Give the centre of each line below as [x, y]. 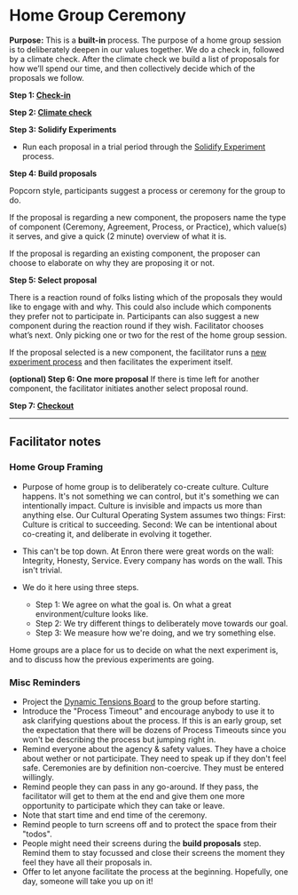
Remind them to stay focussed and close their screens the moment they [153, 852]
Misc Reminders [45, 683]
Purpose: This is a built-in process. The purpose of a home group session [145, 40]
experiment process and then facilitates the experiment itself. [121, 362]
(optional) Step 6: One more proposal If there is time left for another [134, 379]
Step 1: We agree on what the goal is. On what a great [133, 604]
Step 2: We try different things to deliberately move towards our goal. [161, 623]
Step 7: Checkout [42, 405]
